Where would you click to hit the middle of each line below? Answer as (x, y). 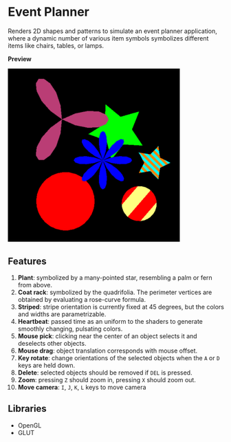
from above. (35, 285)
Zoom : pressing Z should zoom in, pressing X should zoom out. (107, 379)
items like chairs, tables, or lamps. (56, 45)
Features (27, 261)
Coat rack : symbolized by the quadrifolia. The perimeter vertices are (115, 292)
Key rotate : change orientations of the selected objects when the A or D (119, 357)
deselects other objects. (52, 343)
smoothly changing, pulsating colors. (70, 329)
